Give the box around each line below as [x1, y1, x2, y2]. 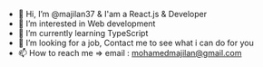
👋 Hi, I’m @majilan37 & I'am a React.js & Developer [17, 9, 208, 19]
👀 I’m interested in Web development [17, 18, 156, 29]
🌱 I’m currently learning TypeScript [17, 28, 149, 38]
